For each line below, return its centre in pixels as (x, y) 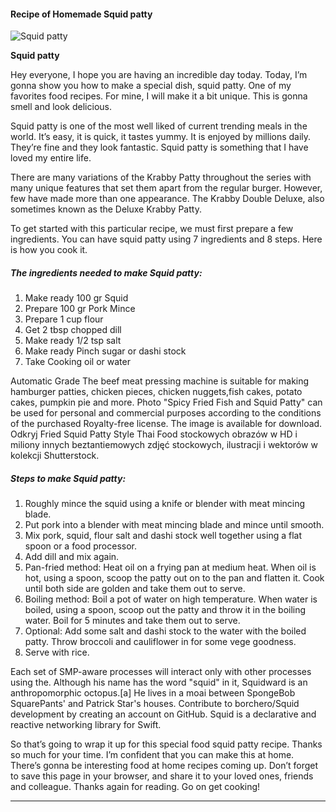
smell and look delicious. (61, 107)
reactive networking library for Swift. (86, 725)
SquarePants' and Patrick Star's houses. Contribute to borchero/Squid (155, 704)
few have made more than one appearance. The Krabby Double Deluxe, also (167, 199)
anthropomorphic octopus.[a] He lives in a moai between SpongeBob (153, 693)
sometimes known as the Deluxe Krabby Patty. (106, 209)
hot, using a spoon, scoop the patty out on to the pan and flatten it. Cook (174, 578)
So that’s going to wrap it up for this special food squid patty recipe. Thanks (166, 744)
